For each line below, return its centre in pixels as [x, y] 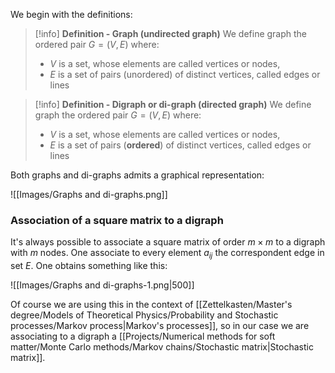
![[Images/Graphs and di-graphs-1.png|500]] [102, 285]
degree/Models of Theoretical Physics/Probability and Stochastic [144, 315]
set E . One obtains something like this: [89, 266]
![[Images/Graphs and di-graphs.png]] [89, 194]
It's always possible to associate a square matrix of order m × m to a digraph [168, 242]
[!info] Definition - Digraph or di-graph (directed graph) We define [173, 104]
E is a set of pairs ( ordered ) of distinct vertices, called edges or [180, 145]
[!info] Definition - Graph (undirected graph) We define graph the [171, 33]
